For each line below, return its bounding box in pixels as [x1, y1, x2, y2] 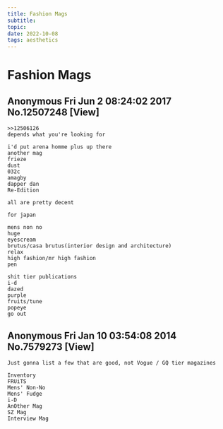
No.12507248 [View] [7, 106, 100, 118]
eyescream [7, 236, 37, 244]
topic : [7, 23, 27, 30]
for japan [7, 211, 37, 219]
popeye [7, 305, 27, 312]
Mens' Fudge [7, 390, 42, 397]
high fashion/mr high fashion [7, 255, 97, 262]
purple [7, 292, 27, 299]
